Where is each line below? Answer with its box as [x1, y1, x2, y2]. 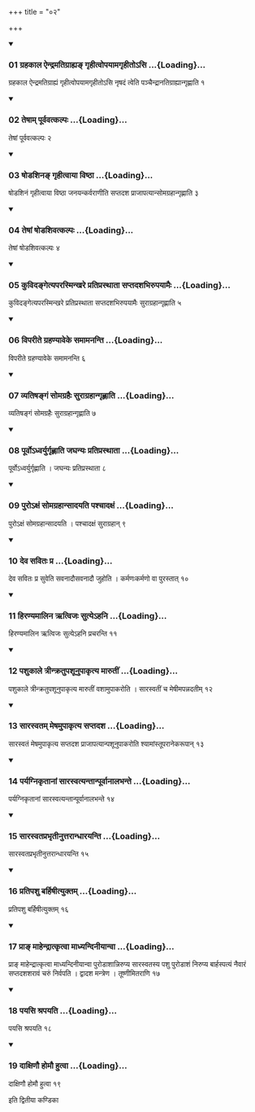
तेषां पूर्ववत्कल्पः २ [8, 133, 52, 142]
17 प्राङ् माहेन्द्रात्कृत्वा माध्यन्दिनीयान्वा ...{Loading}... [8, 940, 175, 952]
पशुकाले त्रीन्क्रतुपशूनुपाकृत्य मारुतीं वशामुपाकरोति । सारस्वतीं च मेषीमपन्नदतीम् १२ [8, 684, 214, 694]
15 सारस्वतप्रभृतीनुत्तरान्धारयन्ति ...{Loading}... [8, 830, 161, 842]
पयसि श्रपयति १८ [8, 1023, 53, 1033]
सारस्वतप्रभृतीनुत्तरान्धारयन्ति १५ [8, 849, 89, 859]
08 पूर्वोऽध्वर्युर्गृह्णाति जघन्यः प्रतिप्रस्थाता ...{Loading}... [8, 445, 179, 456]
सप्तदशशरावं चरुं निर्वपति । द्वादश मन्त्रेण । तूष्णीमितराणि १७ [8, 969, 161, 978]
